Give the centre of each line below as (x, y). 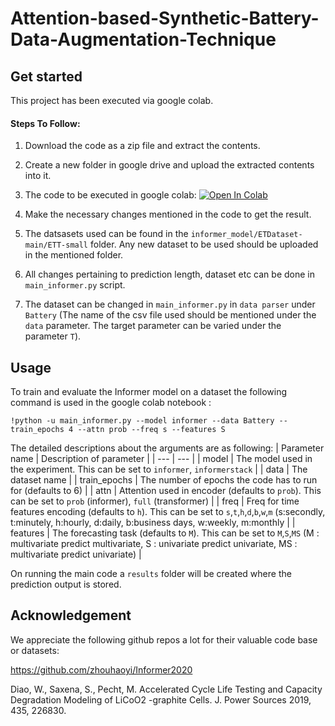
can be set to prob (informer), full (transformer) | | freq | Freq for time (155, 501)
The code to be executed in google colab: (110, 195)
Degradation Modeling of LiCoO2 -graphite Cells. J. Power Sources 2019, (161, 699)
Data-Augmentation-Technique (143, 39)
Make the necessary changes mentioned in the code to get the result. (168, 214)
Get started (46, 76)
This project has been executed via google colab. (112, 100)
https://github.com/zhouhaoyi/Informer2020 (101, 669)
